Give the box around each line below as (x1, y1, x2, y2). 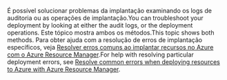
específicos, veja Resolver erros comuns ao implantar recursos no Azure (7, 43, 214, 51)
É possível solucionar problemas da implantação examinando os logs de (7, 7, 213, 14)
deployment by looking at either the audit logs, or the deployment (7, 21, 193, 29)
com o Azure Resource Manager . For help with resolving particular (7, 50, 195, 59)
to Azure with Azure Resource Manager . (7, 66, 121, 73)
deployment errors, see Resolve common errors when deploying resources (7, 58, 221, 66)
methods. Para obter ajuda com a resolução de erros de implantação (7, 36, 202, 44)
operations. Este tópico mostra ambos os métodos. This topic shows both (7, 28, 215, 37)
